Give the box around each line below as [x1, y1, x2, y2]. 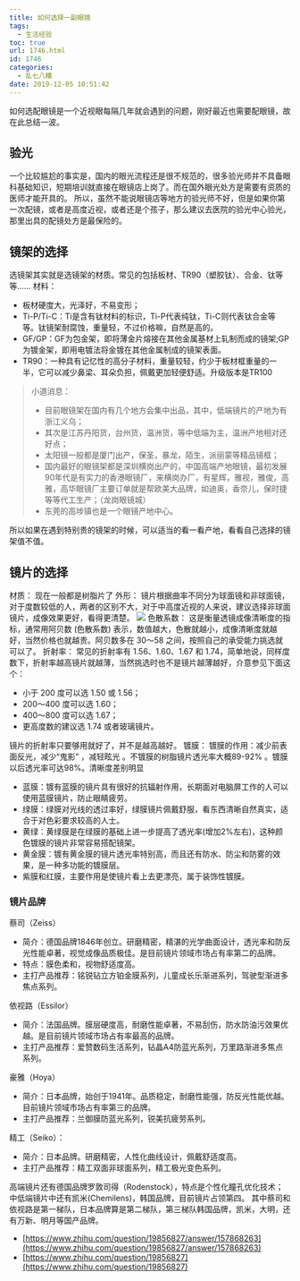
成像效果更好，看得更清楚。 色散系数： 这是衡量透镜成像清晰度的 [32, 612, 283, 623]
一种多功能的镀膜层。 [46, 860, 125, 871]
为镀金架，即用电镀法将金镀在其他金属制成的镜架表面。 [21, 345, 226, 355]
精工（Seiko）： [9, 1132, 65, 1143]
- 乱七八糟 [17, 72, 53, 81]
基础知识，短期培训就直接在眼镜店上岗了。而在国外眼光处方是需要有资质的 [16, 182, 291, 192]
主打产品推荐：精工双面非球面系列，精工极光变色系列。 [21, 1163, 226, 1174]
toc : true [9, 38, 46, 47]
